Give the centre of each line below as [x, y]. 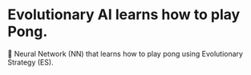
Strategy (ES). [30, 62]
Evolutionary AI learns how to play [124, 15]
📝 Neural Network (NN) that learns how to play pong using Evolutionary [125, 53]
